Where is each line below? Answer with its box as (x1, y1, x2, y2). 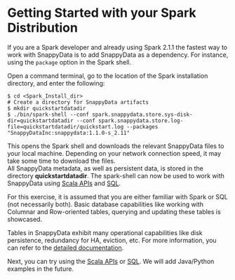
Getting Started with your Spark (7, 5, 196, 21)
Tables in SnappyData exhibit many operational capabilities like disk (7, 228, 203, 236)
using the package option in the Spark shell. (7, 58, 132, 66)
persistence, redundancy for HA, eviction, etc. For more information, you (7, 236, 217, 244)
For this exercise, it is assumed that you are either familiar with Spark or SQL (7, 192, 228, 201)
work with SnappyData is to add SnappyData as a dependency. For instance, (7, 51, 229, 59)
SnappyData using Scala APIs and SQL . (7, 179, 121, 187)
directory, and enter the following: (7, 79, 105, 87)
